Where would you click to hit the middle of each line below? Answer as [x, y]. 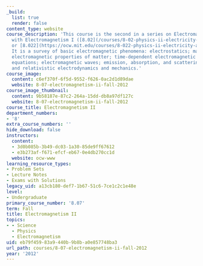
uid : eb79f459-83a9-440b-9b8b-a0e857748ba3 [62, 242]
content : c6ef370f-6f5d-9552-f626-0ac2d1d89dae [73, 79]
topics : [16, 220]
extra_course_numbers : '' [39, 125]
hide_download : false [34, 130]
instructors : [23, 136]
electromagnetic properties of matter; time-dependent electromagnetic [104, 57]
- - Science [21, 225]
